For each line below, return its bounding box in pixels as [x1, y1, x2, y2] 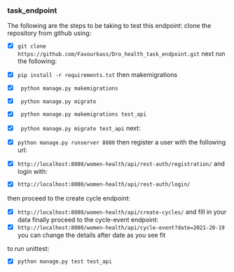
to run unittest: [7, 244, 50, 252]
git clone [17, 43, 47, 50]
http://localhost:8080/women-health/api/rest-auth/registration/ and [17, 159, 226, 168]
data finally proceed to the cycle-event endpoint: [17, 215, 159, 224]
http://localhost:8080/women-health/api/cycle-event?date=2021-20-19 [17, 224, 226, 231]
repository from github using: [7, 29, 92, 37]
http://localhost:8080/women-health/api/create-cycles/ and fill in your [17, 208, 227, 216]
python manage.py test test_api [17, 258, 112, 265]
